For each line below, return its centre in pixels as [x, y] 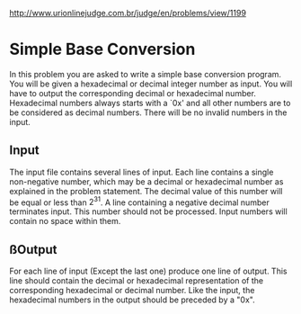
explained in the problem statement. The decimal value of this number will [146, 191]
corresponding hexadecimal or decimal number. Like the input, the [132, 291]
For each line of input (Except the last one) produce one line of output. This [148, 271]
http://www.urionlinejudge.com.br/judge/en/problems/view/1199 [128, 13]
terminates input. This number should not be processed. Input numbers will [148, 211]
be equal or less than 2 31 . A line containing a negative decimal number [139, 202]
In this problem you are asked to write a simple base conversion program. [145, 74]
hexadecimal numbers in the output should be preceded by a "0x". [132, 300]
